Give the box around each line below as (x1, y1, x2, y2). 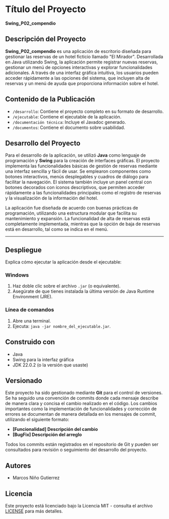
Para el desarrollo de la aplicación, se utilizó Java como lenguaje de (5, 152, 146, 158)
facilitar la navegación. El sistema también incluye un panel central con (5, 179, 152, 185)
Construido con (5, 338, 55, 346)
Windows (5, 272, 29, 279)
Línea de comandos (5, 306, 54, 313)
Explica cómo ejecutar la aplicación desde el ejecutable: (5, 259, 122, 265)
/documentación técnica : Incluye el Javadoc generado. (12, 119, 126, 125)
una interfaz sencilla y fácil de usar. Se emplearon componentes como (5, 168, 151, 174)
